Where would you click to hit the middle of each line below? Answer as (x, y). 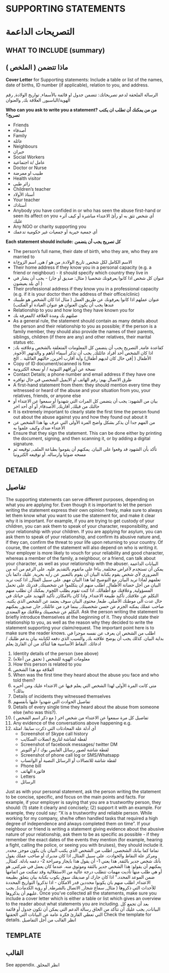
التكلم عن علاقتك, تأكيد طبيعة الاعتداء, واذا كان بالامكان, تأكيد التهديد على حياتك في (82, 595)
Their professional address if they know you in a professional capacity (86, 289)
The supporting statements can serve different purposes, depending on (80, 499)
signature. (23, 444)
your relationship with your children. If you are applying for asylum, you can (84, 531)
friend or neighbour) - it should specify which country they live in (80, 273)
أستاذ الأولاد (24, 194)
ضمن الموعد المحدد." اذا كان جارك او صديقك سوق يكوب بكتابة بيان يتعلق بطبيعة (80, 877)
